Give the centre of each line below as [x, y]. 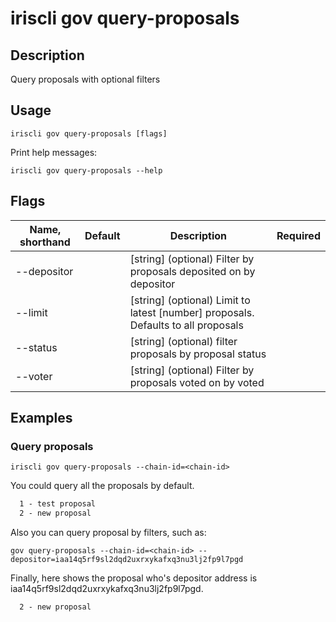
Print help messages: [54, 152]
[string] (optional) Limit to [190, 300]
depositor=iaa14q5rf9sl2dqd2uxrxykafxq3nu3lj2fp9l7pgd [127, 560]
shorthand [45, 242]
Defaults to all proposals [186, 325]
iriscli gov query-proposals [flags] [89, 133]
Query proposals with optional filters [85, 79]
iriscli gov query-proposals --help [86, 170]
